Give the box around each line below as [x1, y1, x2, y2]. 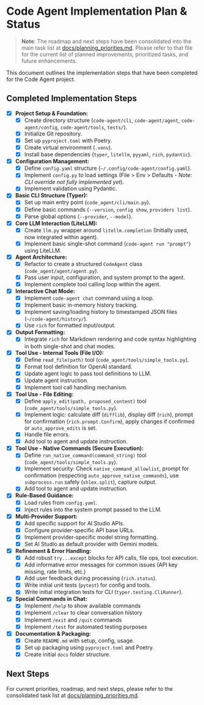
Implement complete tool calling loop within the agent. [24, 281, 161, 288]
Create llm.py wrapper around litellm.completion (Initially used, [24, 226, 189, 234]
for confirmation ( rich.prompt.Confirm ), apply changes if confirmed [24, 418, 195, 425]
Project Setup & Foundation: [15, 109, 89, 117]
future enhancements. [21, 57, 78, 64]
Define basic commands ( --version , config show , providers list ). [24, 205, 192, 213]
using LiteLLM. [24, 246, 62, 254]
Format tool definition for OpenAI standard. [24, 363, 133, 370]
